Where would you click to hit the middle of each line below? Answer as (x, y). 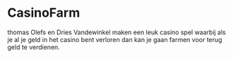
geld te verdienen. (34, 47)
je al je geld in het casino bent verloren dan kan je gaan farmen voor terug (115, 39)
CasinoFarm (44, 13)
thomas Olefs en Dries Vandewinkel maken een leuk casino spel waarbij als (116, 32)
